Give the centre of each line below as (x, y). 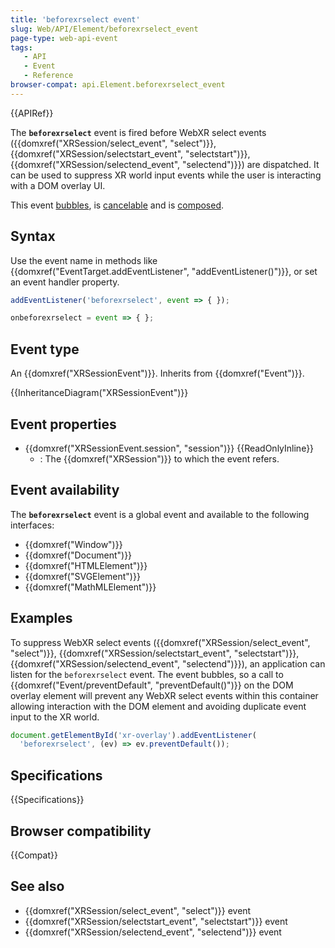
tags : (21, 47)
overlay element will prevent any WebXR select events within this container (164, 695)
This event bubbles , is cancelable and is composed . (117, 205)
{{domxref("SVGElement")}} (82, 576)
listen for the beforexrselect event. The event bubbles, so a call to (147, 674)
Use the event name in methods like (84, 260)
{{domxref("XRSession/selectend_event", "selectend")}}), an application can (168, 663)
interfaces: (32, 525)
